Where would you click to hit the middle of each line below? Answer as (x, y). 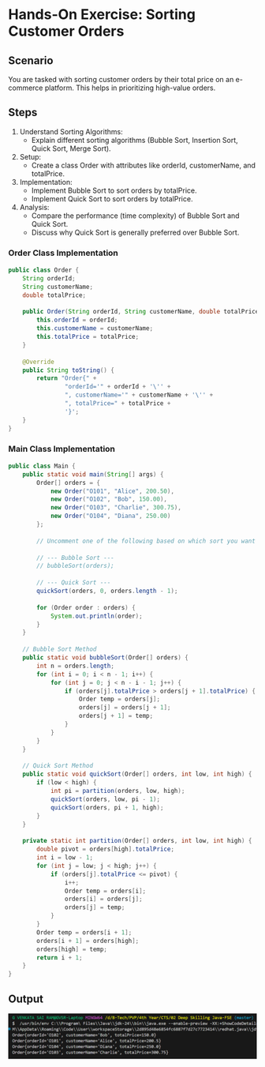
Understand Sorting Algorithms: (71, 131)
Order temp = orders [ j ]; (119, 699)
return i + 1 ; (60, 957)
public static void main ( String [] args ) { (93, 474)
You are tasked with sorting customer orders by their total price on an (121, 79)
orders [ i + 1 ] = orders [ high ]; (88, 941)
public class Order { (44, 270)
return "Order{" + (67, 378)
